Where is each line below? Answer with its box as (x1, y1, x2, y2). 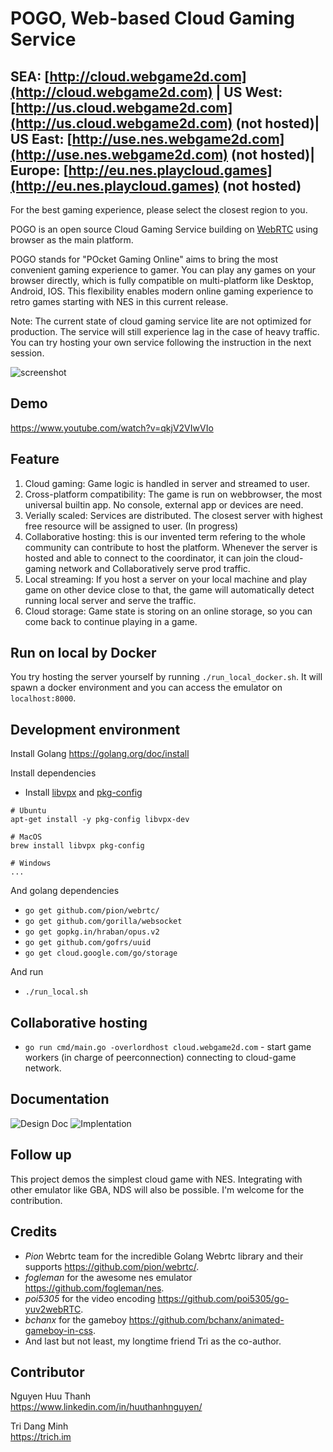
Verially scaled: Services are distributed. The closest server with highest (24, 509, 323, 521)
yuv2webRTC (24, 1303, 82, 1315)
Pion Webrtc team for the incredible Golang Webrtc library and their (24, 1250, 304, 1262)
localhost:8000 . (10, 692, 77, 704)
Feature (10, 451, 60, 468)
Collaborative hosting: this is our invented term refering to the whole (24, 530, 306, 542)
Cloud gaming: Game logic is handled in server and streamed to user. (24, 477, 311, 489)
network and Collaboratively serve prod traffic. (58, 562, 251, 574)
